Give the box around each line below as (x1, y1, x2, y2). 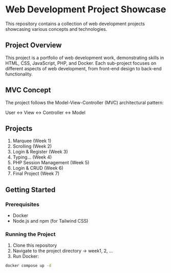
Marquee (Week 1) (12, 138, 52, 144)
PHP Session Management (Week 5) (12, 160, 90, 166)
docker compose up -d (5, 263, 52, 268)
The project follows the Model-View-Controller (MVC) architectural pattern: (5, 99, 164, 106)
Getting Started (5, 185, 56, 194)
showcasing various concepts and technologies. (5, 26, 108, 32)
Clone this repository (12, 242, 57, 248)
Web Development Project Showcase (5, 4, 166, 15)
